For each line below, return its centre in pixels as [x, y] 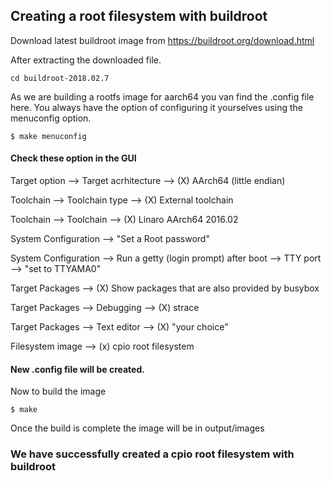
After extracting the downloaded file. [86, 60]
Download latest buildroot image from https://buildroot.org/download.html [162, 40]
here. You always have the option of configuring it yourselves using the [156, 107]
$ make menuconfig [48, 136]
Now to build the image [58, 391]
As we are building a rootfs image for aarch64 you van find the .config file [162, 96]
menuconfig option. [51, 118]
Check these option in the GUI [73, 158]
